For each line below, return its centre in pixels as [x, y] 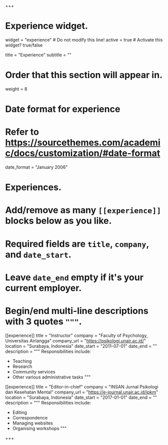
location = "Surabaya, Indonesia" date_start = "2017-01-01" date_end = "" [81, 397]
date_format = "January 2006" [37, 167]
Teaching [22, 361]
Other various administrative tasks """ [52, 377]
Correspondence [30, 417]
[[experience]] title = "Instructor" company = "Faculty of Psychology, [76, 335]
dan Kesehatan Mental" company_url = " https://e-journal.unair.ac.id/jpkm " [82, 392]
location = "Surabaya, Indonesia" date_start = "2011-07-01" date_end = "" [81, 346]
